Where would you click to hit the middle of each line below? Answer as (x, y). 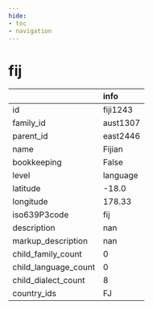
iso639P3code (41, 215)
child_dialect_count (49, 281)
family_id (29, 123)
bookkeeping (37, 162)
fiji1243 (118, 110)
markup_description (50, 241)
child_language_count (54, 267)
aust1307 (122, 123)
